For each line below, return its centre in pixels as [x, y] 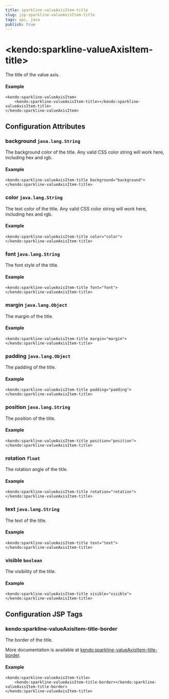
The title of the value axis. [33, 75]
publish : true [20, 24]
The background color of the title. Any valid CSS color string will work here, [85, 152]
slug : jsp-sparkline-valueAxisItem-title [50, 15]
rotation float [23, 458]
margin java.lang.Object [36, 305]
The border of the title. [29, 640]
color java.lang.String [34, 198]
